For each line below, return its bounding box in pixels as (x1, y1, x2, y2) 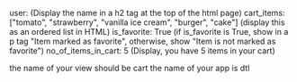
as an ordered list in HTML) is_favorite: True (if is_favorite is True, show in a (9, 27, 289, 37)
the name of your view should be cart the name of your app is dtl (9, 62, 250, 73)
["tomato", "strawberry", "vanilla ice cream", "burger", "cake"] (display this (9, 17, 285, 28)
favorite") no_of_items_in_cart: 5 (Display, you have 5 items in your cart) (9, 45, 276, 56)
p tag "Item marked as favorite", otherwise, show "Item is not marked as (9, 36, 276, 46)
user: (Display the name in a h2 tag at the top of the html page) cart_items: (9, 8, 285, 18)
